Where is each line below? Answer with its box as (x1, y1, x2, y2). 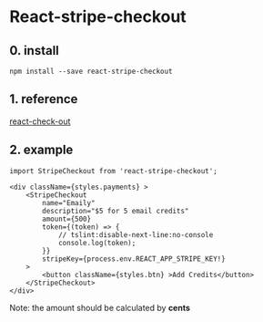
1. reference (9, 91, 78, 107)
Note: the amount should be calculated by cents (9, 302, 191, 313)
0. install (9, 43, 59, 58)
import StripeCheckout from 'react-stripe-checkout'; (9, 166, 218, 175)
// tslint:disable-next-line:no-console (57, 230, 214, 239)
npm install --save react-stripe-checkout (9, 67, 173, 76)
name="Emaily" (42, 198, 96, 207)
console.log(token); (57, 238, 137, 247)
